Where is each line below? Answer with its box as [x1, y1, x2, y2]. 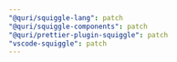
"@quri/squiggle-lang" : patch [8, 13, 124, 23]
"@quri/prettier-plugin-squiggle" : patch [8, 30, 169, 39]
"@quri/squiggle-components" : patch [8, 22, 148, 31]
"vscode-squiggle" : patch [8, 38, 107, 48]
